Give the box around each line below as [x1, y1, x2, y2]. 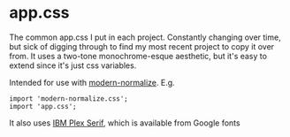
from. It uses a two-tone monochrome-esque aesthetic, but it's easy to [9, 50, 268, 61]
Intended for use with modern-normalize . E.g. [9, 77, 175, 88]
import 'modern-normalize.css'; [9, 94, 128, 103]
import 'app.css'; [9, 102, 77, 110]
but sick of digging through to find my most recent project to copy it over [9, 41, 275, 51]
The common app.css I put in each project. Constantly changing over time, [9, 32, 281, 42]
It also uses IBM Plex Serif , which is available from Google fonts [9, 118, 240, 128]
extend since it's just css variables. [9, 60, 137, 71]
